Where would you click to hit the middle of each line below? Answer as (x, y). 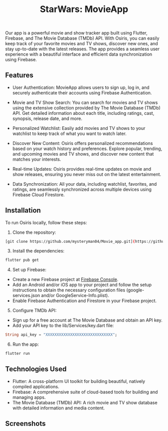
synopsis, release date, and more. (47, 118)
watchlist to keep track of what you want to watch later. (69, 133)
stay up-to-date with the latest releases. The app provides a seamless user (82, 49)
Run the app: (25, 344)
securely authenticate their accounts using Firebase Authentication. (82, 93)
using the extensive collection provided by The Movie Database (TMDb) (86, 108)
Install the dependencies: (38, 251)
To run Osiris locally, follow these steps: (46, 222)
